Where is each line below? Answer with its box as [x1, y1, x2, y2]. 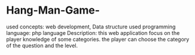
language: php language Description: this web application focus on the [6, 29, 180, 36]
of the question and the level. [6, 42, 78, 49]
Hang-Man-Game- [6, 4, 100, 17]
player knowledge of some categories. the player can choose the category [6, 35, 190, 43]
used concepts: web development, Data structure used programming [6, 23, 176, 30]
